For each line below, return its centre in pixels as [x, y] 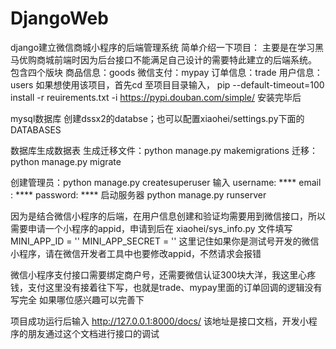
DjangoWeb [59, 18]
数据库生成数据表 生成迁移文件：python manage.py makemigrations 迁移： [164, 150]
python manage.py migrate [66, 161]
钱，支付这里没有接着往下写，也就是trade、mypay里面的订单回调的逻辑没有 [166, 287]
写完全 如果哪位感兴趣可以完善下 [77, 299]
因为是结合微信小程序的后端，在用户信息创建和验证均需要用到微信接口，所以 [168, 216]
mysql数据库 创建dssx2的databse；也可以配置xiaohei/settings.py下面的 [157, 118]
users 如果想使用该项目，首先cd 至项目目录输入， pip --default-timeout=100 [167, 84]
